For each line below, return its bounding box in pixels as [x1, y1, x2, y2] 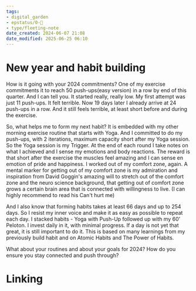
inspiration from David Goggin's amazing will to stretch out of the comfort [6, 172, 184, 180]
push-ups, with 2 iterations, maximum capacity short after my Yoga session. [6, 136, 190, 143]
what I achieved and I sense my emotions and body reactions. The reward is [6, 148, 191, 155]
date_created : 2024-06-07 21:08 [6, 31, 85, 36]
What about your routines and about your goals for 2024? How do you [6, 245, 176, 252]
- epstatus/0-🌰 [6, 19, 43, 25]
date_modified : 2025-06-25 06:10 [6, 36, 88, 42]
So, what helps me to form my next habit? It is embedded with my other [6, 123, 179, 130]
